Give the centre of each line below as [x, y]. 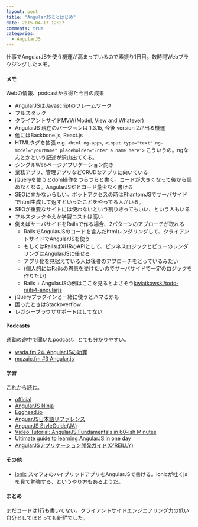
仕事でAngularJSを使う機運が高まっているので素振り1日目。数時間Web [92, 57]
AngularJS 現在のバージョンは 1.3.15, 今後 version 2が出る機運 [90, 128]
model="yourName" [36, 151]
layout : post [22, 12]
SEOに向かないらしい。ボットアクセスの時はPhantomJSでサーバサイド [101, 195]
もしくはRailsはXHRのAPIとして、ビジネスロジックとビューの [98, 246]
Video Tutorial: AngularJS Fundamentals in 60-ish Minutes [85, 432]
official [23, 399]
